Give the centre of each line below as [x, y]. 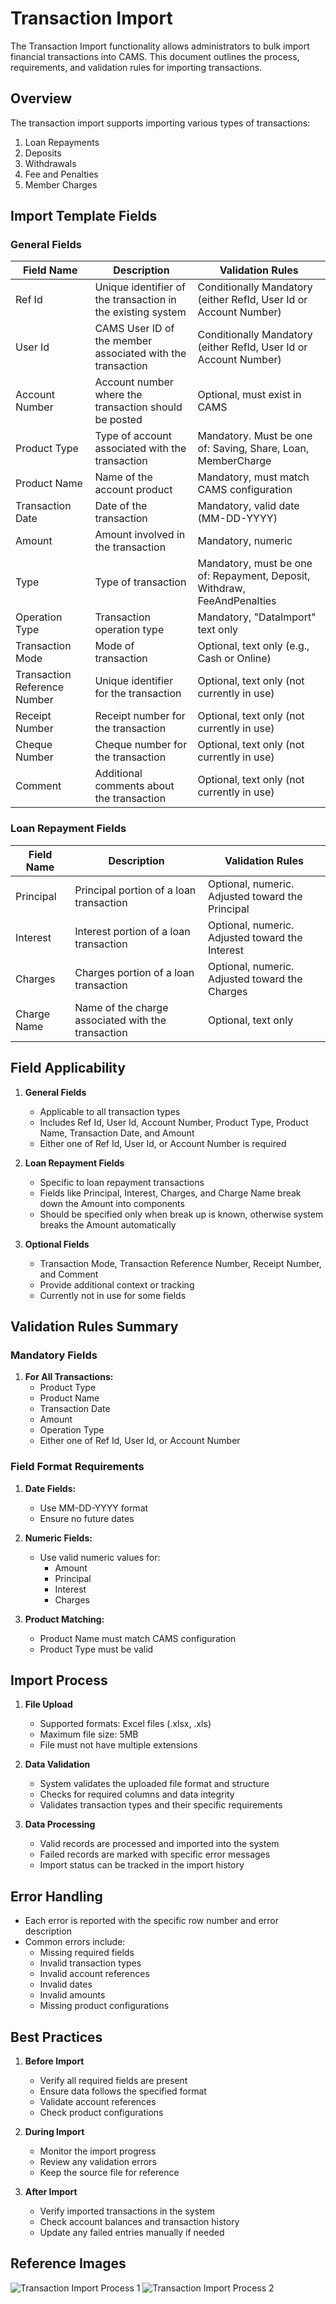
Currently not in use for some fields [113, 1295]
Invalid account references [94, 1974]
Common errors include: [75, 1942]
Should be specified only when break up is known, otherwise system [181, 1214]
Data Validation [57, 1764]
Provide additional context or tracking [117, 1284]
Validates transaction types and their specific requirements [161, 1805]
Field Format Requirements [77, 1467]
